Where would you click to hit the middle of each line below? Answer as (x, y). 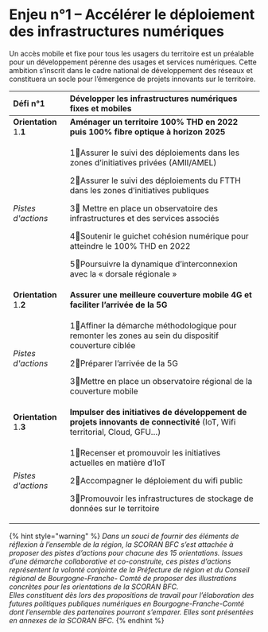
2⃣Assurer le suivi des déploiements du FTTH (155, 180)
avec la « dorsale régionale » (123, 273)
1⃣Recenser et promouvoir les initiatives (145, 452)
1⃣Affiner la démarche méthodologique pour (153, 325)
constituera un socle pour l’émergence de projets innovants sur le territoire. (132, 79)
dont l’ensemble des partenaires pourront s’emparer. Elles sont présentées (131, 612)
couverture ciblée (103, 345)
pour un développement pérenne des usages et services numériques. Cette (133, 62)
